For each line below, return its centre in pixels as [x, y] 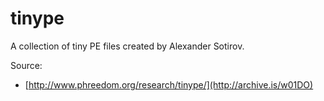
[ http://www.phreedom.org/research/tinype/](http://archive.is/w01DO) [169, 84]
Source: [26, 65]
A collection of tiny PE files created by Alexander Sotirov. [127, 46]
